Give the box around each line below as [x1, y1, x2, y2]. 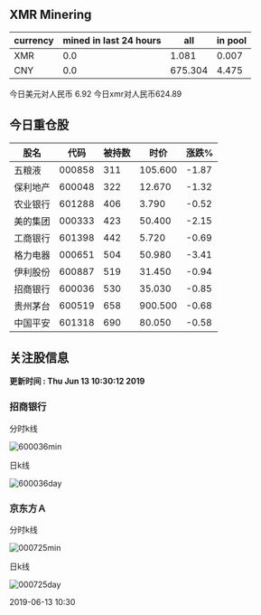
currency [14, 33, 54, 46]
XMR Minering [9, 7, 92, 23]
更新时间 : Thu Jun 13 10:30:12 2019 [9, 375, 145, 387]
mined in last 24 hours [62, 33, 162, 46]
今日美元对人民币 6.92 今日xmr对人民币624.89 [9, 88, 182, 99]
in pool [216, 33, 247, 46]
